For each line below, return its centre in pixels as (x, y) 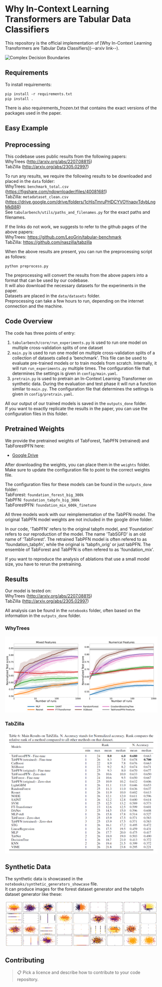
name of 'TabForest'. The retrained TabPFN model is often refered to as (76, 539)
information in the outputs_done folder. (43, 616)
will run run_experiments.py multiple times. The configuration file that (81, 368)
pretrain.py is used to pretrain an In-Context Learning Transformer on (82, 378)
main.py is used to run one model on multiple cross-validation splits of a (83, 353)
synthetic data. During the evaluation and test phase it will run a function (84, 384)
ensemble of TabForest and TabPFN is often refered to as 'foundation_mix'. (80, 550)
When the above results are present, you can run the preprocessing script (79, 251)
